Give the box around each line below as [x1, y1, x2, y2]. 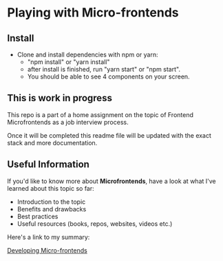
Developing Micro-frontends [7, 246, 87, 254]
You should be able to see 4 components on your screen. [27, 72, 191, 81]
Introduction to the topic [17, 198, 86, 206]
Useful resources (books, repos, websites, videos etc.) [17, 219, 173, 228]
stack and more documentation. [7, 138, 98, 147]
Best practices [17, 212, 59, 220]
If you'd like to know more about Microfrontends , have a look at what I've [7, 177, 216, 185]
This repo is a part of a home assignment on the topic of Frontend [7, 110, 194, 118]
